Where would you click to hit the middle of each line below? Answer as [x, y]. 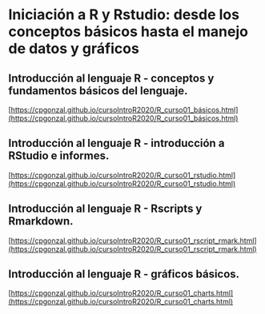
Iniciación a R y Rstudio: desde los [124, 15]
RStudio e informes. [59, 156]
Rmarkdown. [41, 221]
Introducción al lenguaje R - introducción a [116, 143]
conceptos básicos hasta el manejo [128, 32]
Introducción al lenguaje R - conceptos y [111, 78]
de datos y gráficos [74, 49]
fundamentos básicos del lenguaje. [98, 91]
